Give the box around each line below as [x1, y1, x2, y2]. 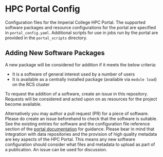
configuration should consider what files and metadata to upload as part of [5, 141, 155, 147]
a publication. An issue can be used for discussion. [5, 146, 108, 152]
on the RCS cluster [12, 81, 50, 87]
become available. [5, 101, 42, 107]
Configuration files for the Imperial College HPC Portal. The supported [5, 19, 146, 25]
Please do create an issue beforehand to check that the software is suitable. [5, 115, 158, 122]
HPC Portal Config [5, 3, 80, 15]
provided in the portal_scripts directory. [5, 35, 88, 41]
